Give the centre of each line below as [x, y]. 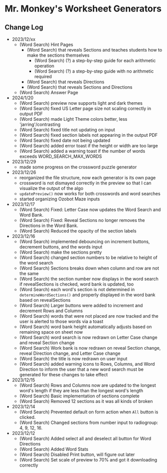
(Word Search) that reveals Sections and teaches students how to [94, 50]
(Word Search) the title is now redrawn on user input [73, 359]
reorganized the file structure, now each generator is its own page [87, 178]
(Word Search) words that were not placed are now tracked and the [89, 316]
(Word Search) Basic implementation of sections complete [79, 396]
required [43, 76]
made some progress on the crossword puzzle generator [78, 167]
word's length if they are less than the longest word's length [81, 391]
